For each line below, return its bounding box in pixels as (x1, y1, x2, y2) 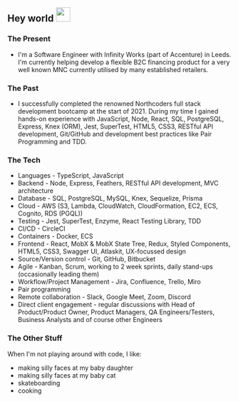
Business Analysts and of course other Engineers (17, 316, 162, 324)
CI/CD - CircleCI (17, 224, 66, 233)
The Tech (7, 155, 41, 165)
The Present (7, 34, 51, 44)
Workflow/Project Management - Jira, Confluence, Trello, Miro (17, 278, 201, 286)
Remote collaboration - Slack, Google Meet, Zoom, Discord (17, 293, 191, 301)
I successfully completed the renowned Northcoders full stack (17, 99, 201, 108)
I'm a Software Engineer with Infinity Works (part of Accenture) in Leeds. (17, 50, 232, 59)
